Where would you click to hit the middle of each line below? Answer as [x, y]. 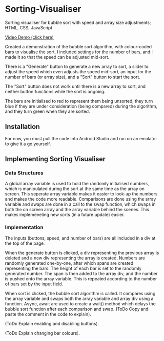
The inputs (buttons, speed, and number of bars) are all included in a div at [80, 238]
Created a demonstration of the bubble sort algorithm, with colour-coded [79, 46]
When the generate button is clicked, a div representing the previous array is [82, 253]
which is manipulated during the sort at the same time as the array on [75, 189]
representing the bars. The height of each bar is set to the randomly [73, 268]
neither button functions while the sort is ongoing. [55, 91]
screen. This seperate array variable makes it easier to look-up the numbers [81, 194]
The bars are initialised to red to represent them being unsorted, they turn [79, 101]
